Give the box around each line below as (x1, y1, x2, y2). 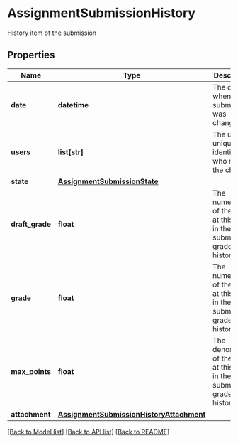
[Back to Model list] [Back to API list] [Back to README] (7, 427, 170, 436)
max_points (11, 366, 52, 376)
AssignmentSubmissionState (57, 176, 159, 186)
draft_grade (11, 219, 52, 229)
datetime (57, 100, 89, 110)
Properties (7, 49, 55, 61)
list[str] (57, 147, 84, 157)
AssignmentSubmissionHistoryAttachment (57, 409, 206, 419)
